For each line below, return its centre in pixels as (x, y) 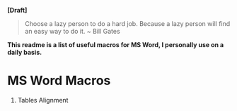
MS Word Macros (59, 81)
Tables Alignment (43, 100)
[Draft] (17, 10)
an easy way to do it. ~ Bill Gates (72, 31)
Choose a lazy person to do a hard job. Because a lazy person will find (127, 24)
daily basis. (25, 52)
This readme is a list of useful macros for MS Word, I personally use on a (116, 45)
